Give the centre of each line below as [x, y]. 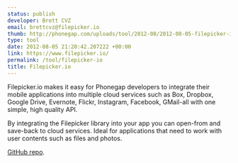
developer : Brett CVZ [39, 21]
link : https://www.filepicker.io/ [58, 54]
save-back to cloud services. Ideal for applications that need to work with [115, 130]
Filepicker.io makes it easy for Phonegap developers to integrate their [109, 86]
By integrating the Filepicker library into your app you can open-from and [114, 123]
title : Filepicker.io [39, 67]
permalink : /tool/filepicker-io [55, 60]
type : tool [23, 40]
